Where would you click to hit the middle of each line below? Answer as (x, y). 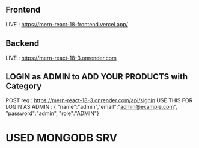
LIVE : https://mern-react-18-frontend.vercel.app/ (67, 24)
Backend (23, 44)
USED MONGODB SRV (62, 137)
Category (24, 86)
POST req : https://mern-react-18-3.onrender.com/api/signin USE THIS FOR (99, 100)
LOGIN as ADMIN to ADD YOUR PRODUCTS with (97, 77)
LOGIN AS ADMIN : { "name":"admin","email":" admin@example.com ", (92, 107)
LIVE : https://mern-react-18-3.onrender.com (61, 58)
